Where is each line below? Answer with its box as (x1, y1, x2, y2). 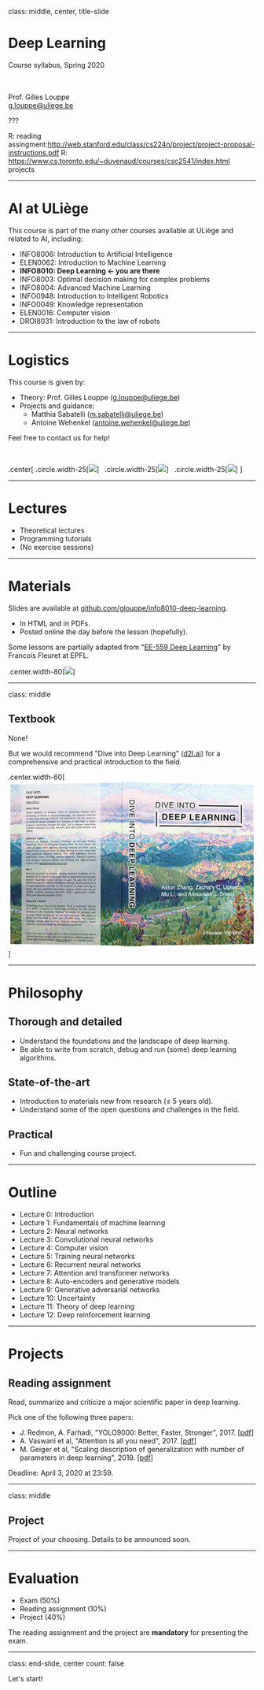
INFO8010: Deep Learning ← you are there (19, 266, 160, 275)
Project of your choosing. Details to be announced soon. (8, 1534, 191, 1543)
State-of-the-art (8, 1075, 90, 1089)
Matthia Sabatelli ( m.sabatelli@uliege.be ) (31, 409, 164, 418)
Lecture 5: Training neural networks (19, 1252, 135, 1261)
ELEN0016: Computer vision (19, 307, 111, 318)
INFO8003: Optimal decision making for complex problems (19, 274, 211, 284)
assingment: (8, 139, 49, 149)
